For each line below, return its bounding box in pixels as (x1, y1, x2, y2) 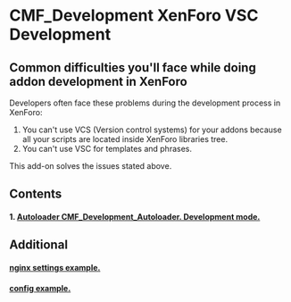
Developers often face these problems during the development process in (9, 97, 281, 108)
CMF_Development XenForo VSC (9, 5, 259, 26)
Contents (9, 187, 62, 202)
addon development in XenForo (9, 73, 187, 89)
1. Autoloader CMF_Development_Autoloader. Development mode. (9, 211, 261, 222)
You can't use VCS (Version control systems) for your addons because (21, 124, 283, 135)
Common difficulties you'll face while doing (9, 60, 256, 75)
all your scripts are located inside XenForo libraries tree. (21, 134, 229, 144)
